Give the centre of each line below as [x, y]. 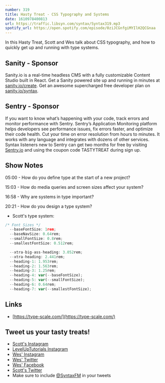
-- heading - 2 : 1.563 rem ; [34, 266]
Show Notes [24, 166]
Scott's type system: [33, 216]
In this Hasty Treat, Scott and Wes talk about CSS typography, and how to [80, 42]
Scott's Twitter [27, 370]
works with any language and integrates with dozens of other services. [77, 139]
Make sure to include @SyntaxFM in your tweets [62, 376]
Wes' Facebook [28, 365]
